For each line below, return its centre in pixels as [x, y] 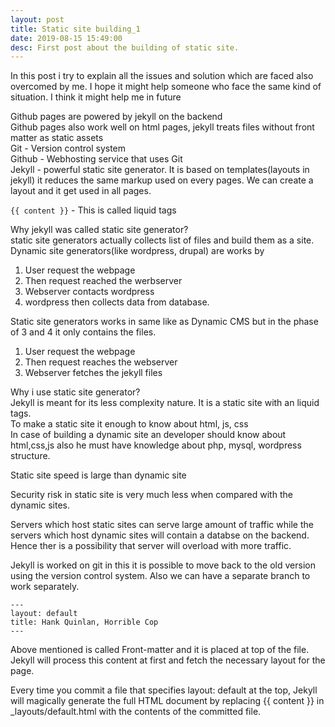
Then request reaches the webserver [101, 362]
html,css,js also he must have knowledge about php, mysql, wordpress [156, 445]
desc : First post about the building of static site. [125, 47]
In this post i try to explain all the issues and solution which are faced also [162, 76]
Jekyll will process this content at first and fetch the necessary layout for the [168, 660]
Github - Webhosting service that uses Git [96, 159]
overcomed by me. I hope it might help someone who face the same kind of [166, 87]
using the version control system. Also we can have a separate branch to [160, 576]
